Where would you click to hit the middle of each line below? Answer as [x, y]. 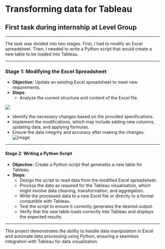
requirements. [26, 88]
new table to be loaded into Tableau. [42, 54]
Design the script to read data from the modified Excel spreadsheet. [88, 180]
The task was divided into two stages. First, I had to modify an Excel [74, 44]
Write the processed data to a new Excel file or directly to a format [86, 196]
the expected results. [41, 217]
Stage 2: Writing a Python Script [39, 153]
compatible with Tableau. [45, 201]
